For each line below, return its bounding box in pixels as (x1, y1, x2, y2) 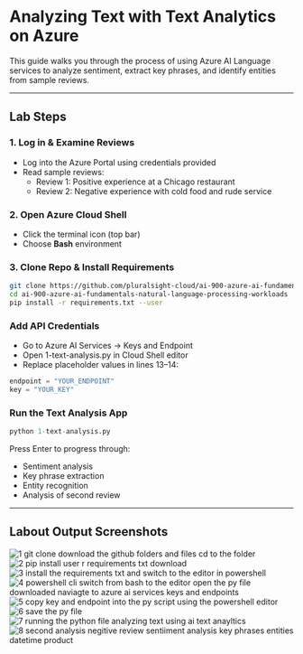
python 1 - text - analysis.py (9, 427, 111, 436)
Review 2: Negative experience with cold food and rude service (35, 185, 272, 196)
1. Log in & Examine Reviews (9, 136, 135, 149)
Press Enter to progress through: (9, 444, 131, 454)
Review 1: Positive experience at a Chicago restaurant (35, 176, 236, 187)
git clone (9, 282, 47, 291)
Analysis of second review (22, 490, 121, 500)
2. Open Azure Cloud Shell (9, 208, 127, 220)
